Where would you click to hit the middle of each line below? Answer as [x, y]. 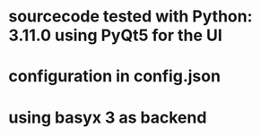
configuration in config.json [115, 76]
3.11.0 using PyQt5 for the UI [116, 35]
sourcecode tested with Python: [130, 17]
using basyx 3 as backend [108, 117]
